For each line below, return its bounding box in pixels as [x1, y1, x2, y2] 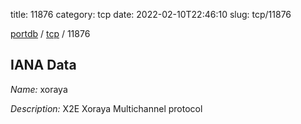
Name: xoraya [10, 83, 68, 95]
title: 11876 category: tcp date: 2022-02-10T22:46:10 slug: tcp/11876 [10, 9, 292, 20]
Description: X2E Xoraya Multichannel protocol [10, 102, 203, 114]
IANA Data [10, 57, 77, 74]
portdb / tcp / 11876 [10, 28, 91, 39]
